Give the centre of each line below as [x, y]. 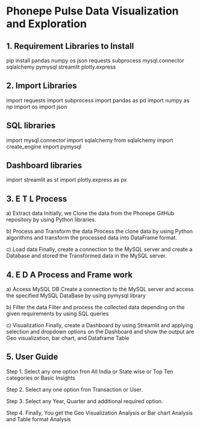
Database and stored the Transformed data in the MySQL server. [86, 256]
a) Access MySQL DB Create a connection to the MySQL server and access [100, 289]
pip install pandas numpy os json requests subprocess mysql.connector [95, 60]
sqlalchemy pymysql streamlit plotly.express [61, 67]
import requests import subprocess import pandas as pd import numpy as [98, 100]
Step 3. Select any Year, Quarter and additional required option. [85, 401]
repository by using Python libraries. [51, 220]
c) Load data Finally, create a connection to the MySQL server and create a [99, 249]
